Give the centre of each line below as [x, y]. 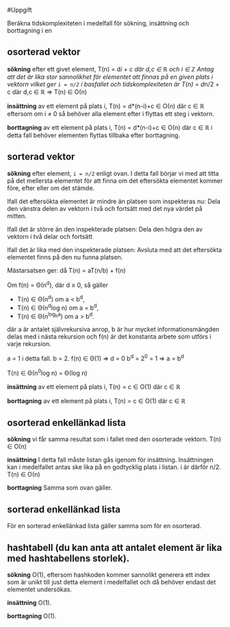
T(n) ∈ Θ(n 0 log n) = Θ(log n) [47, 372]
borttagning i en [30, 31]
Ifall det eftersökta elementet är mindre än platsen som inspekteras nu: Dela [114, 201]
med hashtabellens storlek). [68, 558]
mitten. [17, 216]
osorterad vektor [44, 52]
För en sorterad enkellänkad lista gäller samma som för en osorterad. [104, 526]
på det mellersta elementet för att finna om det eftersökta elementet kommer [115, 181]
